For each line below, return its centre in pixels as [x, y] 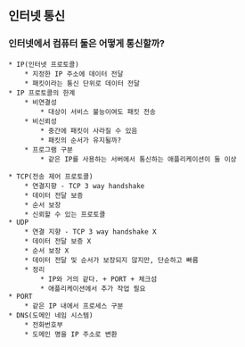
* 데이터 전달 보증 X [58, 241]
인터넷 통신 [37, 16]
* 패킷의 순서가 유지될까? [81, 140]
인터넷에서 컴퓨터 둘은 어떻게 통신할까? [87, 44]
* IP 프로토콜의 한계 [42, 93]
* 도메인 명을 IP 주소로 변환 [71, 334]
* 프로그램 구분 [49, 150]
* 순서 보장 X [47, 251]
